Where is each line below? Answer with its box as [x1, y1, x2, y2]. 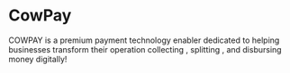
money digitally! [8, 53, 68, 64]
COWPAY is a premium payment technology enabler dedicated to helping [8, 35, 280, 45]
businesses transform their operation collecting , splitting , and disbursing [8, 44, 282, 54]
